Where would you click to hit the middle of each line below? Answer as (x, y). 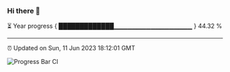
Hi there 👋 (24, 11)
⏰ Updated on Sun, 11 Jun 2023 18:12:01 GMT (71, 48)
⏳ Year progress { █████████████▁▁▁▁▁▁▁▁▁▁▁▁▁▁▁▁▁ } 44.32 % (115, 26)
